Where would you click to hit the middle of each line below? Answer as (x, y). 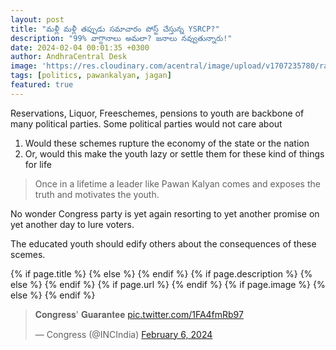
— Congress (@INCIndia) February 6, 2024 (123, 334)
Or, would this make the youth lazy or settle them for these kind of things (174, 153)
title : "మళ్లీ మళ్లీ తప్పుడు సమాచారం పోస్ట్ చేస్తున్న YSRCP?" (115, 29)
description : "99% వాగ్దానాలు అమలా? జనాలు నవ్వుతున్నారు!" (121, 38)
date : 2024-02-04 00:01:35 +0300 (80, 47)
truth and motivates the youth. (97, 194)
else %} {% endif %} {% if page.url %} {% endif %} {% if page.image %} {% (168, 284)
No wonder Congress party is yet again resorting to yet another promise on (165, 213)
